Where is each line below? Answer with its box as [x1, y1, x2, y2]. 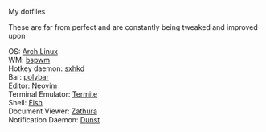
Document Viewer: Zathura [8, 106, 98, 116]
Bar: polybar [8, 72, 50, 81]
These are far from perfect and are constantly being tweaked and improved [8, 23, 259, 31]
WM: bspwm [8, 56, 51, 64]
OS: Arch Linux [8, 47, 59, 56]
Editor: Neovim [8, 80, 58, 90]
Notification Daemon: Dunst [8, 115, 100, 124]
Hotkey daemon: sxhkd [8, 64, 85, 73]
